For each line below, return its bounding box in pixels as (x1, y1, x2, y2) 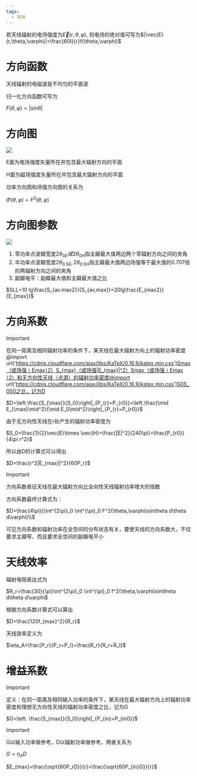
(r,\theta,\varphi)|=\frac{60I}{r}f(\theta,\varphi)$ (6, 38, 121, 45)
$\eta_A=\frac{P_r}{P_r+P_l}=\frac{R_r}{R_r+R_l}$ (6, 641, 126, 649)
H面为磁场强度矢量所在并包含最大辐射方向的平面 (6, 171, 123, 178)
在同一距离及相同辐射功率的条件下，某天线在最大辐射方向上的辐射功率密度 (6, 347, 186, 354)
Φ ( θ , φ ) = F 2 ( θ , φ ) (6, 195, 50, 203)
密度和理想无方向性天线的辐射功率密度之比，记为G (6, 703, 128, 711)
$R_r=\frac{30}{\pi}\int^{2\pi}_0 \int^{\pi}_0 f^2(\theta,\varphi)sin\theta (6, 588, 176, 595)
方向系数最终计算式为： (6, 495, 63, 502)
